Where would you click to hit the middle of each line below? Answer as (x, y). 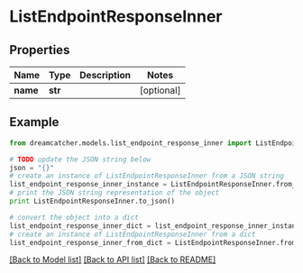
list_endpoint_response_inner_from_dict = (90, 242)
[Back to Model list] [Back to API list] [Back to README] (113, 259)
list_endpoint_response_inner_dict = (80, 226)
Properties (40, 50)
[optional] (160, 90)
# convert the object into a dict (74, 217)
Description (105, 75)
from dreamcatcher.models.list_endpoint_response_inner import (131, 143)
